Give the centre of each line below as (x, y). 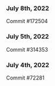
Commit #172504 (27, 21)
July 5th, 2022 (27, 37)
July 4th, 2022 (28, 65)
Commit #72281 (25, 78)
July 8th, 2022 (27, 8)
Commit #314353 (27, 49)
